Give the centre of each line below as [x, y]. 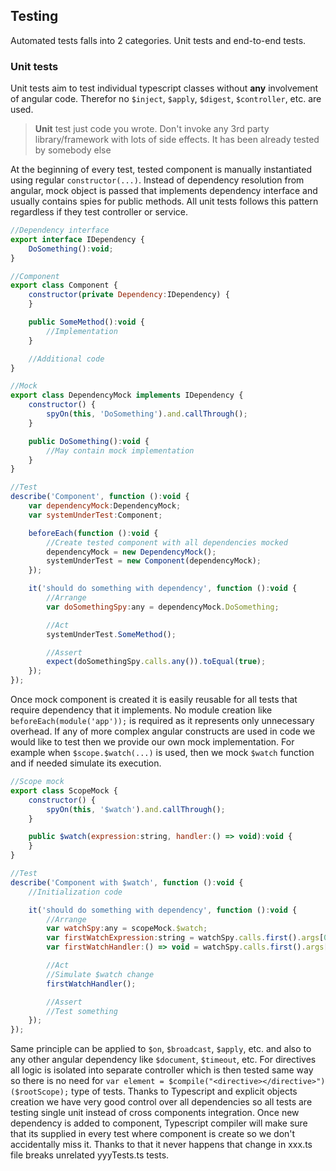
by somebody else [73, 150]
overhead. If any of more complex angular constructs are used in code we [163, 731]
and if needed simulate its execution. [86, 763]
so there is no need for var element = [87, 1081]
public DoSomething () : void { [89, 441]
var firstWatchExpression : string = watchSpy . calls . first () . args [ [185, 938]
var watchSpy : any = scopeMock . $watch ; [127, 929]
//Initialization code [75, 892]
